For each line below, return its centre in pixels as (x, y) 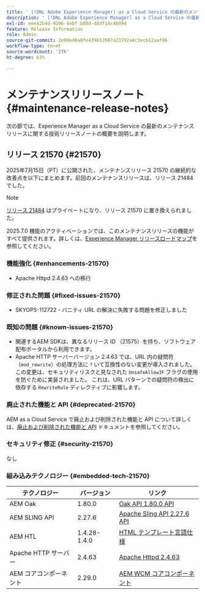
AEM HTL (23, 536)
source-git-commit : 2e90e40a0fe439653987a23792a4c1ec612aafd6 (87, 40)
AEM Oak (23, 504)
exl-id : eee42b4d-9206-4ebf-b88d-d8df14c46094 (67, 23)
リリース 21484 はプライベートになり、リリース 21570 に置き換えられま (96, 211)
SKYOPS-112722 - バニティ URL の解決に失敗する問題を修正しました (101, 309)
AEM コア (23, 574)
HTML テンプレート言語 (153, 533)
